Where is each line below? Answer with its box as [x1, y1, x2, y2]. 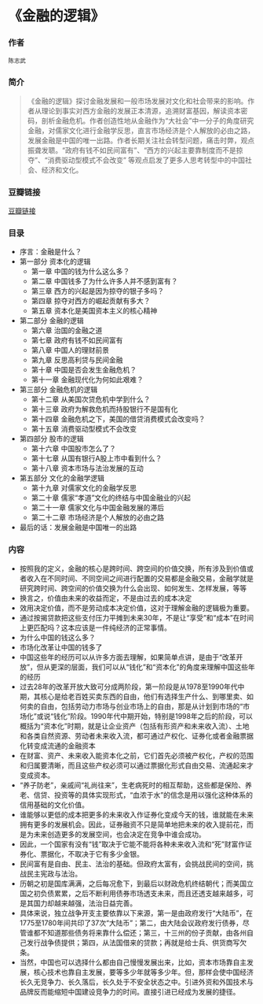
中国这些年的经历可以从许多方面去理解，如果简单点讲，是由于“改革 [19, 652, 236, 661]
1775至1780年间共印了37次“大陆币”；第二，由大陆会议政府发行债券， [19, 918, 243, 928]
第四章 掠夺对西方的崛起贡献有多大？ [31, 296, 151, 306]
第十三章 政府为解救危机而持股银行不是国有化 [31, 405, 178, 414]
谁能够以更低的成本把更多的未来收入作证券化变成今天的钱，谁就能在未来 [19, 809, 254, 819]
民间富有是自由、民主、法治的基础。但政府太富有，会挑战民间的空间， [19, 859, 247, 869]
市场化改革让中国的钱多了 [19, 643, 103, 652]
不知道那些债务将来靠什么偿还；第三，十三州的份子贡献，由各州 [40, 928, 247, 937]
